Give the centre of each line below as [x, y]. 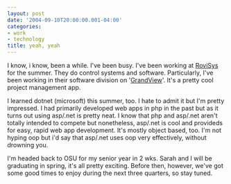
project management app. [44, 88]
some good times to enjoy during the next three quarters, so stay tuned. [110, 173]
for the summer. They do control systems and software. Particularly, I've [110, 73]
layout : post [26, 13]
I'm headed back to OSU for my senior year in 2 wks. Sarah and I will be [110, 158]
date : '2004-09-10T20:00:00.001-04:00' [65, 20]
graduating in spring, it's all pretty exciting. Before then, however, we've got [115, 166]
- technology [26, 39]
